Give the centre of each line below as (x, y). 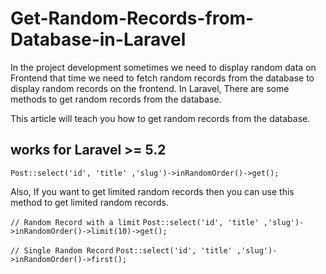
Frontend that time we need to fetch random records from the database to (162, 78)
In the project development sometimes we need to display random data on (163, 67)
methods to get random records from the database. (116, 99)
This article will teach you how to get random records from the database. (160, 118)
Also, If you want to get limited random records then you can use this (152, 191)
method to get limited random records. (89, 202)
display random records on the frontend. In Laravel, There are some (150, 88)
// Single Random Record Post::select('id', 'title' (121, 250)
